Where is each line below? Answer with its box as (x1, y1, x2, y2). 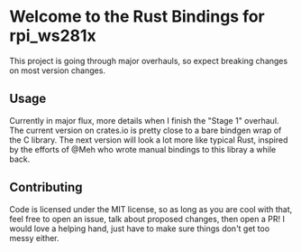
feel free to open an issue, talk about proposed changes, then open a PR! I (9, 213, 286, 224)
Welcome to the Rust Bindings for (9, 6, 266, 27)
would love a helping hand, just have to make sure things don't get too (9, 223, 270, 234)
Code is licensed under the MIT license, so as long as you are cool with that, (9, 203, 293, 214)
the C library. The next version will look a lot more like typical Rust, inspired (9, 134, 288, 145)
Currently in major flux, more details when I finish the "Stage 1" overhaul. (9, 115, 279, 126)
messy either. (9, 232, 60, 243)
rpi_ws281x (9, 25, 96, 46)
